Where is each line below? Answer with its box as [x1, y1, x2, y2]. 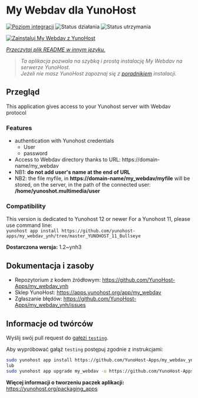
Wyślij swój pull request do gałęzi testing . [6, 334, 109, 341]
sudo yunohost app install [6, 357, 72, 363]
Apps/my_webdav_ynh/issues [14, 302, 86, 309]
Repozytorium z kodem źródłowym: [14, 276, 101, 283]
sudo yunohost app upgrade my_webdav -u [6, 368, 107, 374]
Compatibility [6, 202, 46, 210]
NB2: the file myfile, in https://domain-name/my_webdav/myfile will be [14, 175, 190, 182]
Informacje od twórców [6, 318, 93, 328]
